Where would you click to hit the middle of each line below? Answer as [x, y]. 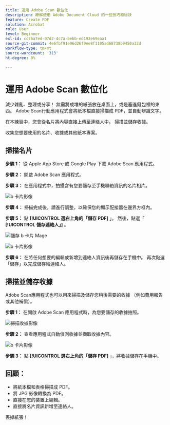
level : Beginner [23, 34]
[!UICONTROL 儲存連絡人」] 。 [37, 225]
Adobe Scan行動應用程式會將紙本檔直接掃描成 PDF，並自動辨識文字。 [90, 111]
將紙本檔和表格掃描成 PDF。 [43, 387]
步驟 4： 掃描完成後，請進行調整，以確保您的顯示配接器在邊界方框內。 [80, 207]
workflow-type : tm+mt [29, 48]
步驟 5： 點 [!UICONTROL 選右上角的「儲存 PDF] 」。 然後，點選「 [75, 218]
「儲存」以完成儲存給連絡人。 [37, 264]
